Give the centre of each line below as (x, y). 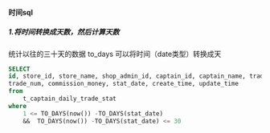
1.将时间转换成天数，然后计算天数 (64, 32)
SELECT (19, 69)
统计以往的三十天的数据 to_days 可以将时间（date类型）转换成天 (115, 54)
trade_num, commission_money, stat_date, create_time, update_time (124, 84)
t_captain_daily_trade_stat (70, 99)
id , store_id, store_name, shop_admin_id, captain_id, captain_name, (127, 76)
